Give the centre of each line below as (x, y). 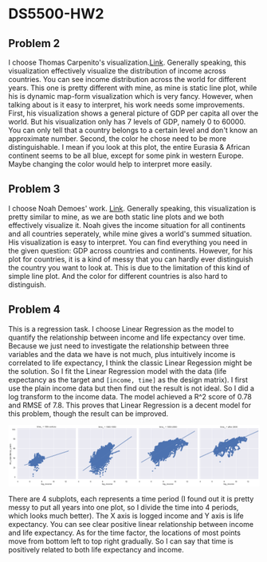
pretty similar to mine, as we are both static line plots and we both (116, 217)
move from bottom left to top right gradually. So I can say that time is (121, 541)
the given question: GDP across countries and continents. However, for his (131, 250)
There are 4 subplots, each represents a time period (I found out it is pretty (131, 499)
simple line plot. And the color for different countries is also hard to (118, 276)
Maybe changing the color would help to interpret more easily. (110, 164)
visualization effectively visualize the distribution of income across (117, 71)
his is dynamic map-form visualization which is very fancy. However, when (131, 96)
